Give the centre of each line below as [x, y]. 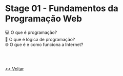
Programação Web [43, 19]
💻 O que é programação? [31, 32]
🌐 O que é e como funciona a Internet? [44, 45]
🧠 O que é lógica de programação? [40, 39]
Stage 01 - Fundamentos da [62, 8]
